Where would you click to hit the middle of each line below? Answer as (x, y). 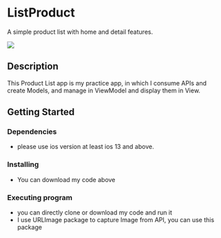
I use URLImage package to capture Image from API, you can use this (116, 220)
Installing (23, 165)
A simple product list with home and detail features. (80, 32)
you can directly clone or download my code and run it (95, 212)
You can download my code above (66, 179)
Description (33, 67)
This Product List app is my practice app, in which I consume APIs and (107, 83)
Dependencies (32, 132)
